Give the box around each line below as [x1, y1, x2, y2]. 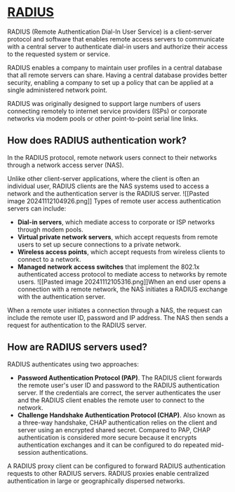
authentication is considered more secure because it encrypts [17, 433, 197, 441]
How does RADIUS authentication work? [7, 135, 187, 147]
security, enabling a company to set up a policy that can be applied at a [7, 78, 214, 86]
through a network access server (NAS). [7, 161, 124, 169]
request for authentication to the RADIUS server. [7, 321, 147, 329]
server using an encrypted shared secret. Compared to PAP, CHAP [17, 425, 210, 434]
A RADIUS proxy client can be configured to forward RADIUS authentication [7, 461, 226, 470]
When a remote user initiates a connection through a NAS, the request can [7, 306, 222, 314]
